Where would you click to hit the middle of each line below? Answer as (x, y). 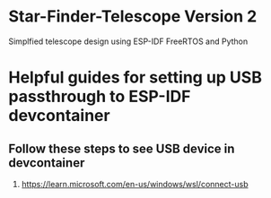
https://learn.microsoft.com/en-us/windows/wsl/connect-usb (135, 184)
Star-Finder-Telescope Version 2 (133, 17)
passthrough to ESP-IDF (100, 97)
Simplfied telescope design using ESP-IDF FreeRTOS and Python (128, 41)
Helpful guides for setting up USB (135, 77)
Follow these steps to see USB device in (122, 148)
